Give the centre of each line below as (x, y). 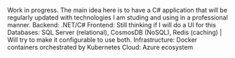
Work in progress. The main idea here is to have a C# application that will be (117, 10)
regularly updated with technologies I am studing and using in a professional (117, 17)
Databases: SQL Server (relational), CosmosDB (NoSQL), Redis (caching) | (115, 32)
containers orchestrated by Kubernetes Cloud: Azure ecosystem (100, 47)
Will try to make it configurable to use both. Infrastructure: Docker (102, 40)
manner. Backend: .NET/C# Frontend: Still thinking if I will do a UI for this (112, 25)
